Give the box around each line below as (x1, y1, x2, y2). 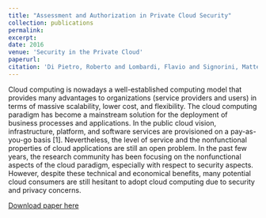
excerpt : (8, 33, 37, 42)
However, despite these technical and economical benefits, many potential (8, 168, 252, 178)
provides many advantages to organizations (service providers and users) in (8, 92, 257, 103)
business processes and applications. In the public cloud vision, (8, 118, 217, 127)
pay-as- (230, 126, 256, 136)
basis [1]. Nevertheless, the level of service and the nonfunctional (33, 135, 248, 145)
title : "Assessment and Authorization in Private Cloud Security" (8, 11, 232, 20)
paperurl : (8, 56, 41, 64)
